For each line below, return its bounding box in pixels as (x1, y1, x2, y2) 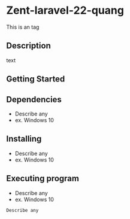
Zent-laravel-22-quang (6, 4, 125, 17)
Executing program (6, 174, 80, 184)
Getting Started (6, 74, 65, 84)
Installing (6, 134, 42, 144)
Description (6, 41, 51, 51)
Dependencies (6, 94, 62, 105)
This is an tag (6, 23, 40, 31)
